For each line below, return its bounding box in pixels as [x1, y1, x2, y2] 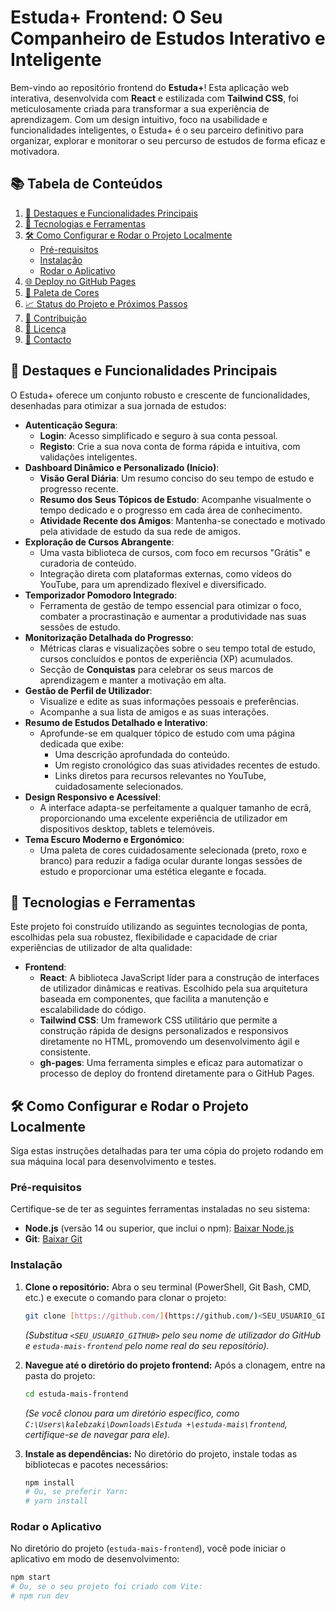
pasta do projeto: [24, 1369, 96, 1381]
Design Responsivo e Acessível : [24, 791, 161, 803]
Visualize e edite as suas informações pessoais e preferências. [39, 695, 300, 707]
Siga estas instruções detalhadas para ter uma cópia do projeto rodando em [10, 1145, 324, 1157]
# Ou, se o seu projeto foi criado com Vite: [10, 1582, 203, 1592]
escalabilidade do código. [39, 1004, 147, 1016]
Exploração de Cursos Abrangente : [24, 536, 175, 548]
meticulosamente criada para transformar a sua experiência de [10, 102, 270, 115]
